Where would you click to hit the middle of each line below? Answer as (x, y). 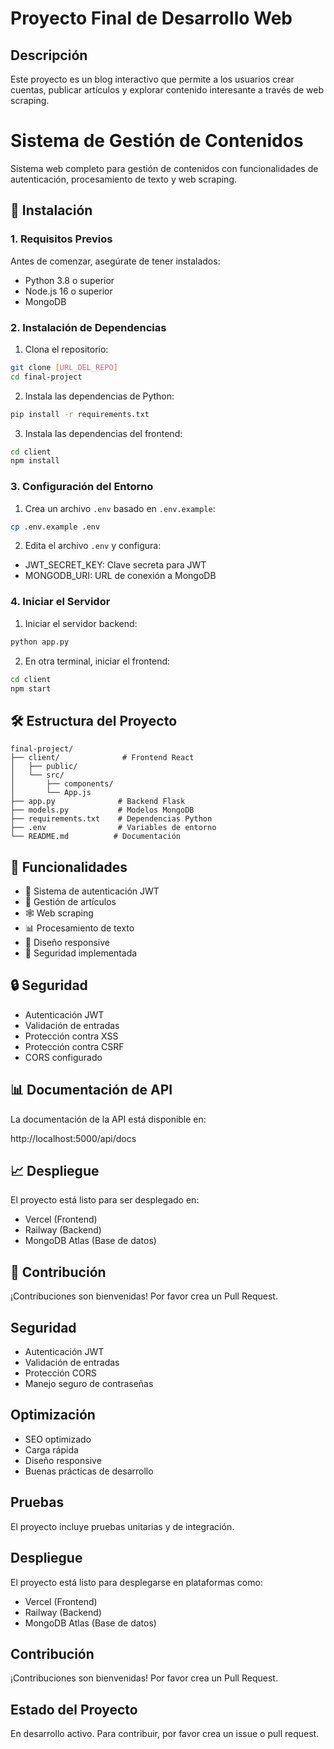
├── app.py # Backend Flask (98, 802)
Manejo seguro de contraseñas (89, 1384)
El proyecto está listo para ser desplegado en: (105, 1200)
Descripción (49, 55)
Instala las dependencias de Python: (99, 396)
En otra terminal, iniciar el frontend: (97, 661)
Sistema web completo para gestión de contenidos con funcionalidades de (164, 168)
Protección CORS (60, 1373)
